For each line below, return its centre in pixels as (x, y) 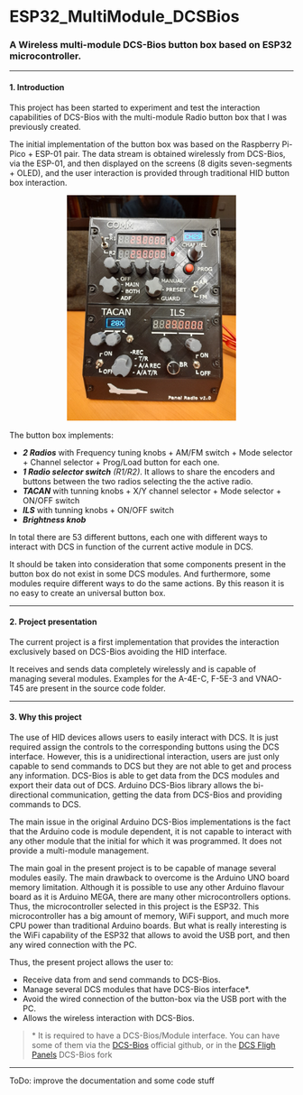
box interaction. (38, 182)
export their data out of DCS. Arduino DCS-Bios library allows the (130, 786)
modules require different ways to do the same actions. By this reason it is (147, 583)
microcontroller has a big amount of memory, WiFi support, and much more (149, 916)
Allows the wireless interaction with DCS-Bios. (109, 1018)
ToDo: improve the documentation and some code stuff (112, 1081)
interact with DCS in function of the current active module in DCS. (132, 547)
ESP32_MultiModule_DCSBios (124, 17)
